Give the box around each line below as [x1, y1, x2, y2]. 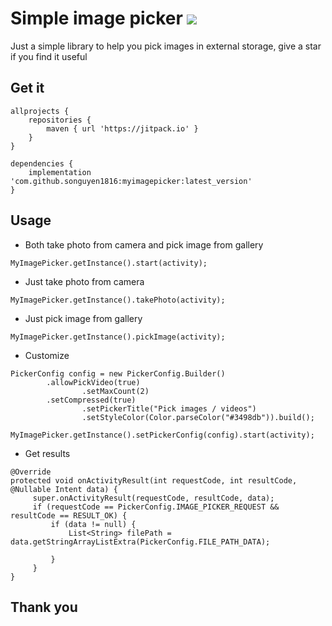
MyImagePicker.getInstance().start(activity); [10, 258, 208, 268]
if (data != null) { [50, 519, 137, 529]
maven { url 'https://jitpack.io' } [46, 123, 199, 134]
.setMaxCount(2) [81, 386, 150, 396]
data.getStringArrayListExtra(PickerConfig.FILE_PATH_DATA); [10, 537, 271, 547]
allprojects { [10, 106, 70, 116]
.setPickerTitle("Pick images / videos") [81, 403, 257, 414]
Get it [10, 80, 45, 97]
